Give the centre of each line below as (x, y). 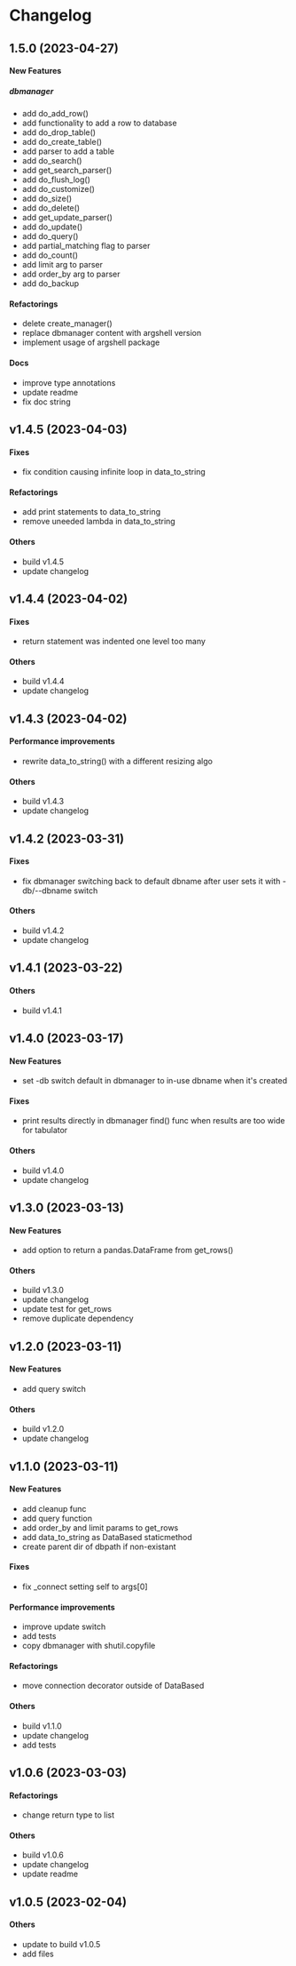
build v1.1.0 (42, 1726)
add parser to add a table (68, 151)
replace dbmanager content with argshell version (112, 333)
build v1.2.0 (43, 1429)
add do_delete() (51, 208)
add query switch (54, 1388)
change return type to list (68, 1815)
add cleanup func (54, 1508)
